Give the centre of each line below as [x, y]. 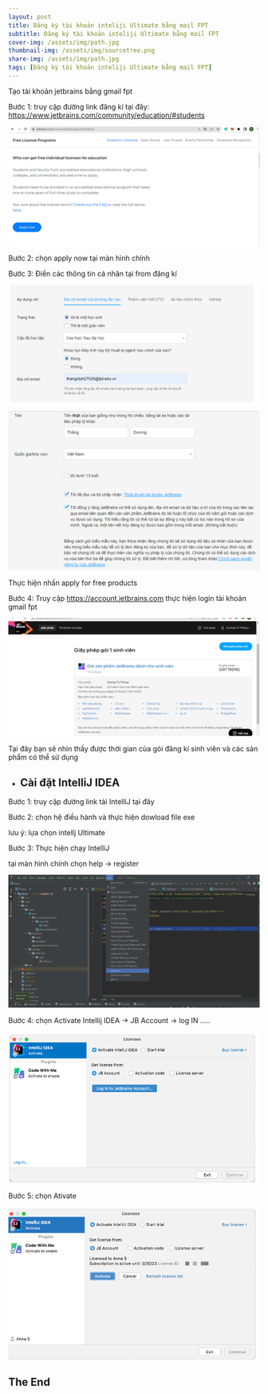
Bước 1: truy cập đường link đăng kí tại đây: [79, 106]
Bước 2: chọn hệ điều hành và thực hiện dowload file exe [102, 817]
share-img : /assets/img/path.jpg [64, 59]
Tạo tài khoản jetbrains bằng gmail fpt [71, 91]
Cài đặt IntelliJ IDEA [70, 782]
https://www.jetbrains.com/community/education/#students [106, 115]
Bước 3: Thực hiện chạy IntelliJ [59, 848]
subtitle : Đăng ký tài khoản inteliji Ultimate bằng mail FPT [114, 34]
